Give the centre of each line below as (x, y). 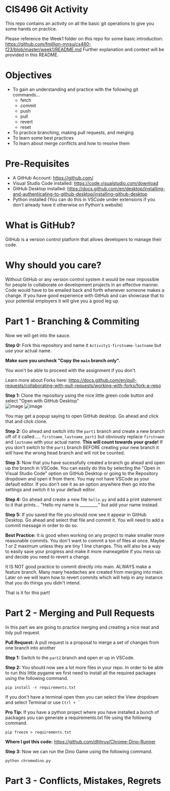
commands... (26, 94)
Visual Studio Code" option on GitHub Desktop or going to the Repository (82, 473)
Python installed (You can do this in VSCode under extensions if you (84, 199)
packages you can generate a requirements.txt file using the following (78, 717)
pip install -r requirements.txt (41, 687)
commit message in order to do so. (42, 525)
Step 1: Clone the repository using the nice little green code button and (79, 395)
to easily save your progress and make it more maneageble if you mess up (83, 551)
